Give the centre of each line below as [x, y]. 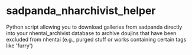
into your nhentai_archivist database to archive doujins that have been [91, 33]
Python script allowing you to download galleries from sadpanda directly [94, 27]
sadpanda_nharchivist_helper [81, 11]
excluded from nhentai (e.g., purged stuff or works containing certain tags [96, 39]
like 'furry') [20, 46]
